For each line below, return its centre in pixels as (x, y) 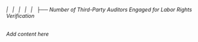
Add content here (28, 34)
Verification (20, 15)
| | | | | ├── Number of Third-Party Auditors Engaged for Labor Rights (99, 9)
